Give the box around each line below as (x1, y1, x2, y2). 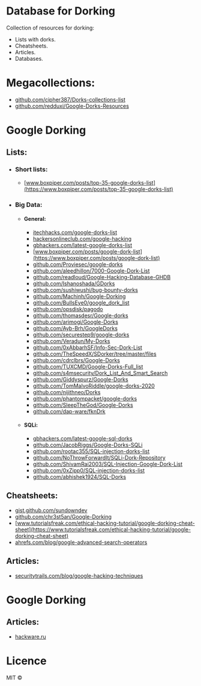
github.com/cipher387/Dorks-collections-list (14, 96, 126, 103)
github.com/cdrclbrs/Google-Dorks (32, 356, 120, 363)
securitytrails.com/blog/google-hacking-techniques (14, 572, 143, 579)
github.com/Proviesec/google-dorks (32, 261, 123, 268)
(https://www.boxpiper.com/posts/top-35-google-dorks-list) (23, 185, 173, 193)
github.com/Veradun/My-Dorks (32, 337, 110, 344)
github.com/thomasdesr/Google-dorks (32, 312, 128, 319)
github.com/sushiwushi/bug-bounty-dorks (32, 286, 138, 293)
